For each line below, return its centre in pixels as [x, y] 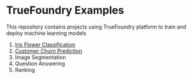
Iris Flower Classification [45, 45]
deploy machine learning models [46, 33]
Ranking [25, 69]
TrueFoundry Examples [65, 10]
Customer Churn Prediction [48, 50]
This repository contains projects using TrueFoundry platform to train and [96, 27]
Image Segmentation [40, 57]
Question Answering [40, 64]
